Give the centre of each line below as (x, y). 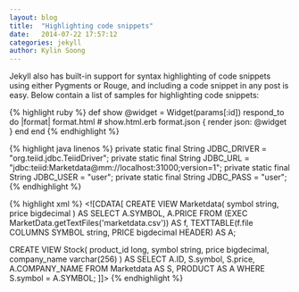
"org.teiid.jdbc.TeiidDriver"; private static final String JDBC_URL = (129, 158)
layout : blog (33, 17)
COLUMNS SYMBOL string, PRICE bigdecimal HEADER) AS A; (123, 232)
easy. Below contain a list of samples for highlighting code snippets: (134, 96)
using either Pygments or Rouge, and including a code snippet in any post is (149, 86)
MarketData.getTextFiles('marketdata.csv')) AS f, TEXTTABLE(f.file (131, 223)
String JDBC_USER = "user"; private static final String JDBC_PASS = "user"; (148, 177)
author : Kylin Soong (48, 51)
